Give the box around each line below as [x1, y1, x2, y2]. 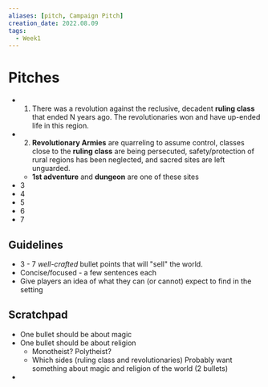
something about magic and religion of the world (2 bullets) [31, 363, 229, 373]
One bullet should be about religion [19, 338, 136, 348]
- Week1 [15, 34, 42, 43]
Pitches [8, 69, 60, 87]
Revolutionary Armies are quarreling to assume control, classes [31, 138, 245, 148]
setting [19, 285, 43, 294]
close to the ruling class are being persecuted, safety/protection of [31, 146, 255, 157]
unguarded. [31, 164, 71, 173]
